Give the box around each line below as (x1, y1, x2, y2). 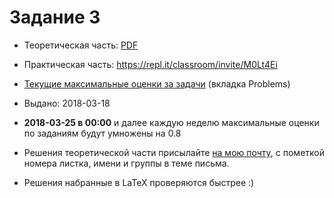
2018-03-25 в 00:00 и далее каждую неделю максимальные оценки (23, 116, 320, 128)
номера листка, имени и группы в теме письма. (23, 157, 230, 169)
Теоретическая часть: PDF (23, 39, 139, 51)
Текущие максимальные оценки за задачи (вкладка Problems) (23, 77, 291, 90)
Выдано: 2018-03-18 (23, 97, 111, 109)
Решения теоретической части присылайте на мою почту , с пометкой (23, 146, 325, 158)
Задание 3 (9, 6, 101, 29)
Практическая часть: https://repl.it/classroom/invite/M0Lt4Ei (23, 58, 278, 70)
